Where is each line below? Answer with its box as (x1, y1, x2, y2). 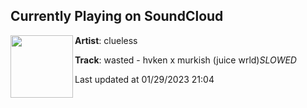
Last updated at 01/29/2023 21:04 (74, 73, 215, 85)
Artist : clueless (74, 34, 138, 46)
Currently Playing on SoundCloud (10, 8, 224, 25)
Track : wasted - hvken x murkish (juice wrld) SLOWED (74, 54, 297, 66)
